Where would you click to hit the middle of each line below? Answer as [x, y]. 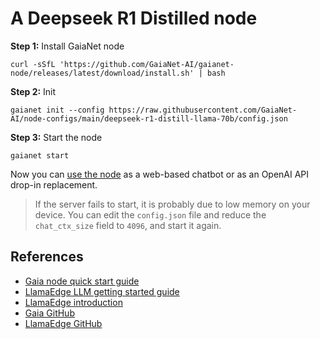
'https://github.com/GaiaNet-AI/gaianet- [147, 64]
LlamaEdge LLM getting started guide [102, 291]
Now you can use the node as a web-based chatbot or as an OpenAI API [160, 174]
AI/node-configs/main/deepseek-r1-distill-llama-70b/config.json [149, 118]
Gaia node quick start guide [82, 281]
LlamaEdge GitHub [63, 323]
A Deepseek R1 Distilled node [134, 18]
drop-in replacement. [54, 184]
